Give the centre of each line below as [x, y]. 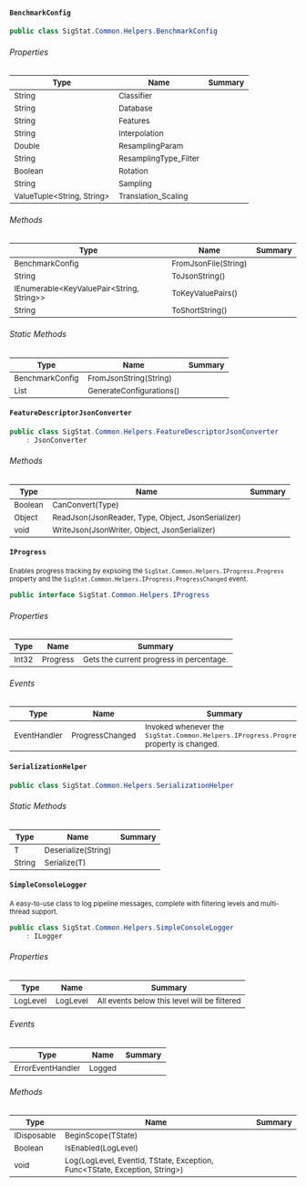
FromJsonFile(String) [209, 264]
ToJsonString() [199, 276]
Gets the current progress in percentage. [156, 660]
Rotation [133, 171]
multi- [270, 903]
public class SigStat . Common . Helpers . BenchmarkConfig [114, 32]
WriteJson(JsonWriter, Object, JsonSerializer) [134, 530]
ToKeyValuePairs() [205, 294]
